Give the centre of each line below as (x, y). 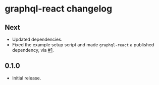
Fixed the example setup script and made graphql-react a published (83, 45)
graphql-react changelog (59, 9)
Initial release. (26, 78)
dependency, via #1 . (33, 50)
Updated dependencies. (37, 39)
